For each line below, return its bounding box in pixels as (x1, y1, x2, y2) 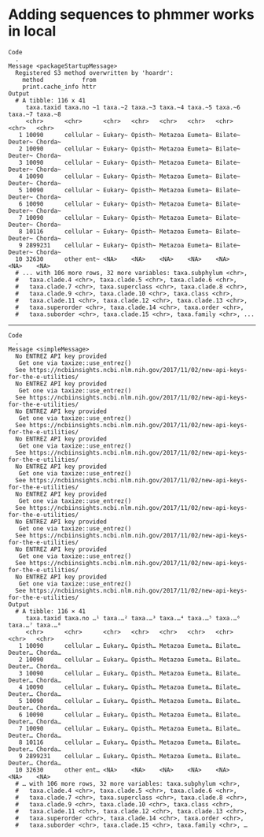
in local (8, 22, 57, 40)
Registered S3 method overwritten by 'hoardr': (15, 69, 174, 76)
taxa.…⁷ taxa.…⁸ (8, 621, 61, 629)
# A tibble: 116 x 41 (15, 96, 86, 104)
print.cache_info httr (22, 83, 97, 91)
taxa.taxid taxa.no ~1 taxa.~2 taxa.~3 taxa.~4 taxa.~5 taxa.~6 (25, 103, 241, 111)
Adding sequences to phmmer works (8, 6, 255, 24)
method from (22, 76, 97, 84)
